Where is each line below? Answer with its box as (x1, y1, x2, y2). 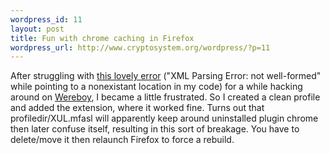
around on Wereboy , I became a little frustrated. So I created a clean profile (10, 91, 321, 103)
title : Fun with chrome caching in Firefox (10, 33, 195, 43)
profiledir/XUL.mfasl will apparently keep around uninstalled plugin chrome (10, 112, 319, 125)
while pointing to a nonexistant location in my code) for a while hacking (10, 81, 303, 93)
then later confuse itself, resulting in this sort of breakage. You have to (10, 123, 300, 135)
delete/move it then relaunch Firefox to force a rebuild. (10, 134, 235, 146)
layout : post (10, 24, 65, 34)
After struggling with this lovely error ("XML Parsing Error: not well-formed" (10, 70, 322, 82)
